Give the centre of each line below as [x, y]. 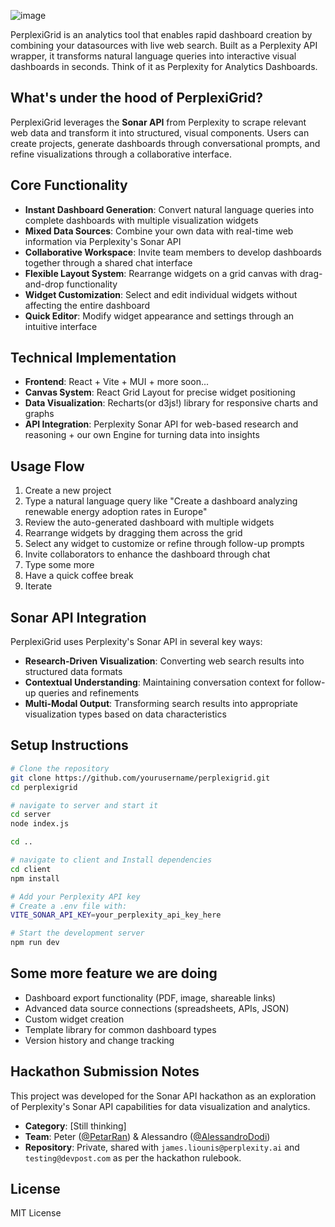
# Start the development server [77, 933]
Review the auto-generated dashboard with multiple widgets [149, 522]
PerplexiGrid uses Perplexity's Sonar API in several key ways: [136, 642]
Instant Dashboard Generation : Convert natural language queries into [169, 209]
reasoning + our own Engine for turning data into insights [142, 435]
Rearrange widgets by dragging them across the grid [133, 533]
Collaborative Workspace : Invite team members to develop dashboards [173, 252]
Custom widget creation [74, 1019]
